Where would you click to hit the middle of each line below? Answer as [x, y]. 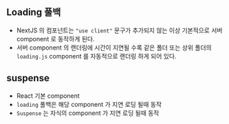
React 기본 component [48, 96]
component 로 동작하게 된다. [55, 39]
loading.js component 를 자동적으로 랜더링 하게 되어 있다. [96, 56]
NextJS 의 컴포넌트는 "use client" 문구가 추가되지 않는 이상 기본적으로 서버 [119, 30]
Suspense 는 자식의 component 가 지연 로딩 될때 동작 [88, 113]
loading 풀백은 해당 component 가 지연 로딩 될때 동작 [89, 104]
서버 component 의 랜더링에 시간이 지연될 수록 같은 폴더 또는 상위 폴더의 [114, 48]
